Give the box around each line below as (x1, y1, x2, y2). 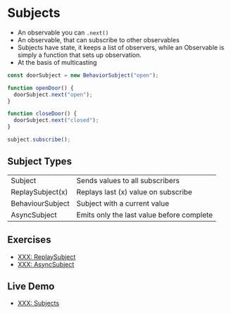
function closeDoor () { (7, 111, 77, 118)
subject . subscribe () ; (7, 136, 71, 144)
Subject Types (7, 156, 73, 168)
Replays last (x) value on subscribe (76, 187, 192, 196)
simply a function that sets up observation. (17, 51, 142, 59)
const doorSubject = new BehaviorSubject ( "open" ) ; (7, 72, 159, 79)
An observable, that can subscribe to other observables (17, 35, 180, 44)
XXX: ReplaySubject (17, 252, 76, 261)
